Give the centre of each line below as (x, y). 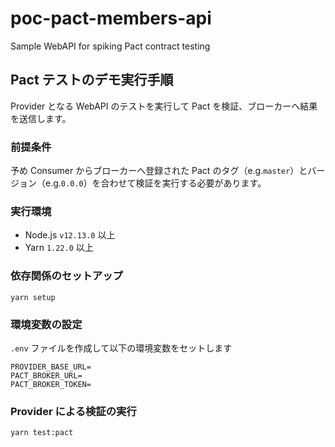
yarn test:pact (42, 433)
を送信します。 (41, 118)
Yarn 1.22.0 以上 (59, 248)
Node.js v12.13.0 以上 (70, 235)
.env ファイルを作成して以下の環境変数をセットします (121, 348)
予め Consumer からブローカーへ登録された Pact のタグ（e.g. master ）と (159, 171)
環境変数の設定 (46, 324)
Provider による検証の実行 (73, 411)
